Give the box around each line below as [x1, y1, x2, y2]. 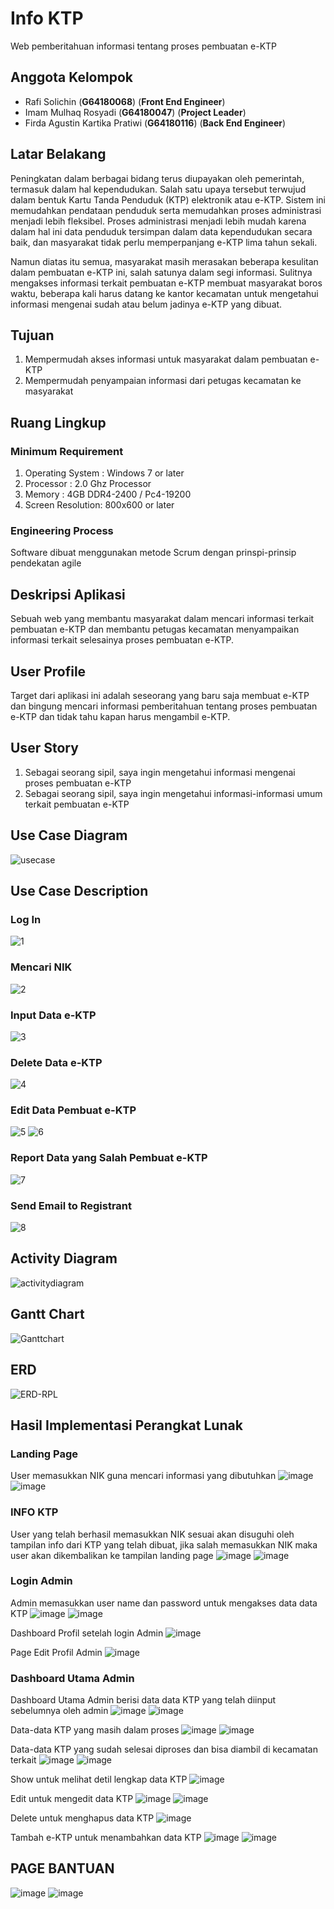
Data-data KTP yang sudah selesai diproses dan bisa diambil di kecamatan [10, 1743, 318, 1756]
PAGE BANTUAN [10, 1860, 115, 1877]
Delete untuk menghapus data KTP [10, 1812, 155, 1824]
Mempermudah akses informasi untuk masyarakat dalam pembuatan [24, 353, 308, 366]
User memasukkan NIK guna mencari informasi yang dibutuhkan [10, 1470, 277, 1482]
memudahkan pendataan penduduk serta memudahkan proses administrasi [10, 204, 322, 216]
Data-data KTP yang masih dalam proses [10, 1724, 180, 1736]
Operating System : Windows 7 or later [24, 467, 185, 479]
